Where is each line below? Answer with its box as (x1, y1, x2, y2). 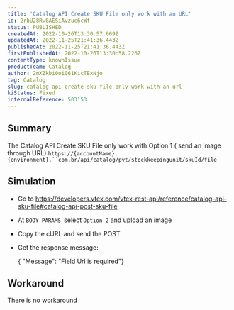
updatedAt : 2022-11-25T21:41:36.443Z (7, 37, 119, 44)
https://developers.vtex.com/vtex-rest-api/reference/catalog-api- (35, 194, 227, 203)
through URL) (7, 148, 47, 157)
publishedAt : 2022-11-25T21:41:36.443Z (7, 43, 126, 50)
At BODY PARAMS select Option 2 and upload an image (17, 216, 172, 224)
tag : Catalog (7, 76, 46, 84)
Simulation (7, 175, 56, 188)
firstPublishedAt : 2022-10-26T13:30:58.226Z (7, 50, 141, 57)
